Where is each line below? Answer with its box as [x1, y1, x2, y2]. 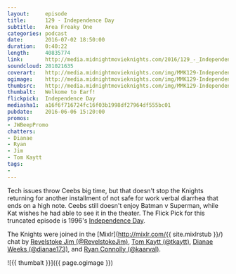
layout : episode [7, 10, 68, 18]
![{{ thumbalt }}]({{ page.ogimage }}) [7, 258, 114, 267]
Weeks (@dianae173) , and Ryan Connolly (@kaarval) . [7, 244, 162, 253]
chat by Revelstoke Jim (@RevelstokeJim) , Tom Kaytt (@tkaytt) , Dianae [7, 237, 214, 246]
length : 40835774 [7, 50, 71, 57]
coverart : [7, 69, 37, 76]
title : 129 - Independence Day [7, 17, 114, 24]
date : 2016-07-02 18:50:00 [7, 37, 105, 44]
